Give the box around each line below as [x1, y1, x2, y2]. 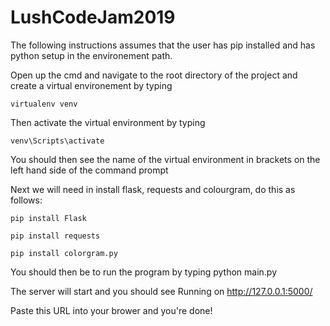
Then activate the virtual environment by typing [10, 116, 206, 128]
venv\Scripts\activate [10, 136, 105, 146]
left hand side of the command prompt [10, 164, 169, 176]
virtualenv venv [10, 99, 78, 109]
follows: [10, 194, 43, 206]
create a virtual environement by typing [10, 79, 173, 91]
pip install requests [10, 231, 101, 241]
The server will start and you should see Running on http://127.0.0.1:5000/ [10, 285, 313, 297]
